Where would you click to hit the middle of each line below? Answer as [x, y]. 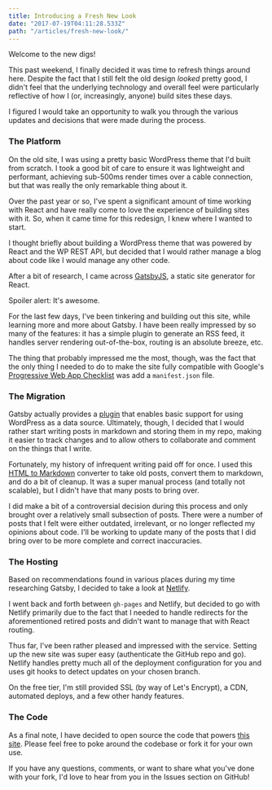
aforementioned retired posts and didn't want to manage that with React [129, 621]
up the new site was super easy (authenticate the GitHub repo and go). [127, 654]
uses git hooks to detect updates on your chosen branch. [105, 672]
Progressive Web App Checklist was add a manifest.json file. [112, 375]
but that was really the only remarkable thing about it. [98, 185]
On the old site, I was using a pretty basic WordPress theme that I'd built [129, 159]
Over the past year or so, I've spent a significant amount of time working [130, 201]
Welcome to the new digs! [52, 55]
